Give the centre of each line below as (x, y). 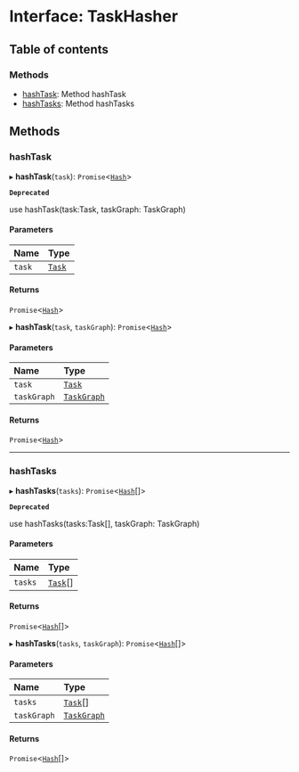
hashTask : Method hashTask (74, 94)
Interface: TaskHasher (94, 16)
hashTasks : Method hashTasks (78, 103)
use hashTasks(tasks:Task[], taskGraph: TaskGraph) (105, 523)
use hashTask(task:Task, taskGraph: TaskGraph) (98, 209)
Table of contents (59, 49)
